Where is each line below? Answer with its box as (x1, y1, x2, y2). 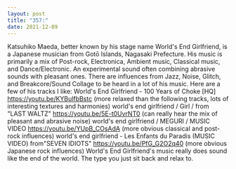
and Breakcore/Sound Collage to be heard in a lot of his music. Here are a (7, 80, 221, 88)
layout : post (7, 10, 46, 18)
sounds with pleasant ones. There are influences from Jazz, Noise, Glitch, (7, 72, 221, 81)
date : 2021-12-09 (7, 23, 58, 30)
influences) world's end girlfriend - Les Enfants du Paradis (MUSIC (22, 132, 216, 140)
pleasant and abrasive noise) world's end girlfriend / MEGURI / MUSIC (7, 117, 211, 126)
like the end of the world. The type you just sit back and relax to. (7, 154, 194, 163)
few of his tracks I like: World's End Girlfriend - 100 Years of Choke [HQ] (7, 87, 216, 95)
